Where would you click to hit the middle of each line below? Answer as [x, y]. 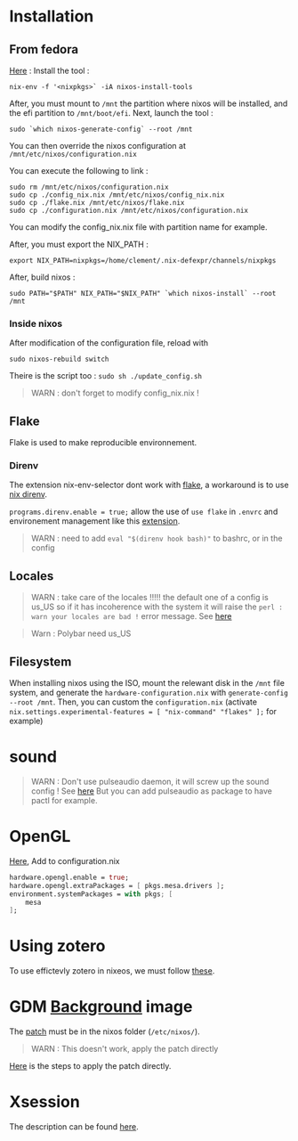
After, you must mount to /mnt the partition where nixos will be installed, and [149, 103]
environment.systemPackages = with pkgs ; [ [91, 894]
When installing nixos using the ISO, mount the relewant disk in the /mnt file [147, 683]
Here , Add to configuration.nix [64, 860]
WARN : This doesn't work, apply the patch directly [125, 1049]
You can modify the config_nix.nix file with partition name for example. [139, 227]
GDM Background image [101, 1007]
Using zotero [57, 946]
